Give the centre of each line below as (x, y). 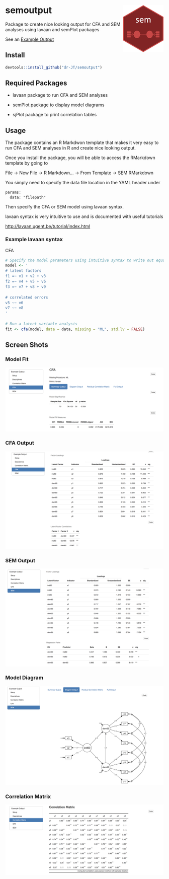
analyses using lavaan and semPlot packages (52, 29)
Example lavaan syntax (34, 240)
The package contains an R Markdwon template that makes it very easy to (82, 142)
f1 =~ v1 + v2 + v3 (26, 276)
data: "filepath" (28, 198)
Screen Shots (27, 345)
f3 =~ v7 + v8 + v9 (26, 286)
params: (13, 193)
